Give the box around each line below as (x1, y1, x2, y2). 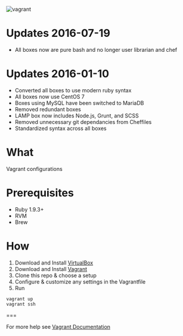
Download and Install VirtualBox (14, 259, 94, 266)
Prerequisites (6, 186, 75, 200)
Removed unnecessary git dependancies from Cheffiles (14, 118, 152, 125)
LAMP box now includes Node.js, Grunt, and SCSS (14, 112, 139, 119)
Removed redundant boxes (14, 105, 82, 113)
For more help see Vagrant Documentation (6, 323, 111, 330)
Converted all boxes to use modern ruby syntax (14, 86, 132, 94)
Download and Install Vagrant (14, 265, 88, 272)
